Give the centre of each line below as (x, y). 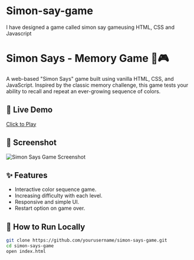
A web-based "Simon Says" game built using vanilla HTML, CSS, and (90, 78)
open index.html (26, 251)
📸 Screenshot (32, 143)
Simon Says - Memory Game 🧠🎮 (88, 59)
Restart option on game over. (50, 208)
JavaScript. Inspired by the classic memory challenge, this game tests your (97, 85)
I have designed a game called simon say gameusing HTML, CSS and (91, 27)
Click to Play (21, 124)
